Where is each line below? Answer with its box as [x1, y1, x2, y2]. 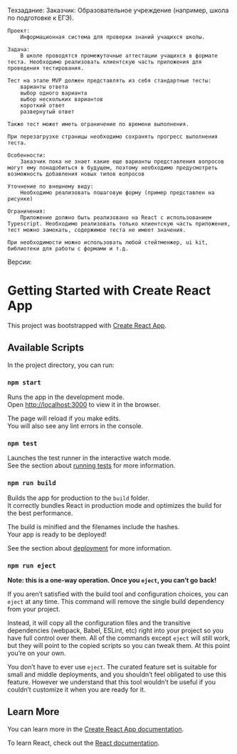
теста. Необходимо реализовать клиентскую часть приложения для [7, 58, 202, 65]
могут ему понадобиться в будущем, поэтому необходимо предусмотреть [7, 164, 218, 171]
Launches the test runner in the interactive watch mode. [7, 454, 172, 462]
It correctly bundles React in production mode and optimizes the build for [7, 501, 222, 509]
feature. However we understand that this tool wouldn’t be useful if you [7, 677, 216, 686]
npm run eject [7, 561, 56, 570]
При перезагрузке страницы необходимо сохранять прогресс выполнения [7, 133, 218, 140]
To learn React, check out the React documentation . [7, 738, 160, 747]
